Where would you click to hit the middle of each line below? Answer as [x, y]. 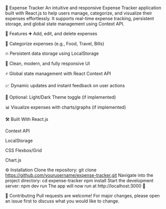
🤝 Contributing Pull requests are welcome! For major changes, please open [82, 196]
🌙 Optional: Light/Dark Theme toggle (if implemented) [61, 97]
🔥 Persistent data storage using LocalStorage [52, 53]
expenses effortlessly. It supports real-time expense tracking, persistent [79, 18]
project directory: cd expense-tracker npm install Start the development [79, 181]
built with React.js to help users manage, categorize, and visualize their [79, 13]
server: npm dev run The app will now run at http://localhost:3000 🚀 [75, 186]
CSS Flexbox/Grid [24, 150]
